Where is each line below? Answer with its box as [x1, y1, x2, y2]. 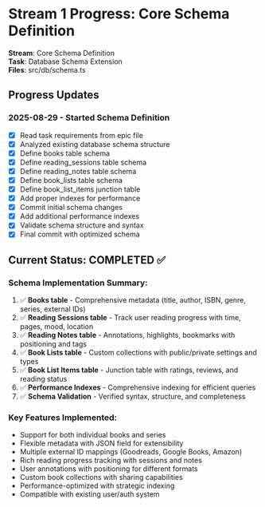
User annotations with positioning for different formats [19, 464, 198, 473]
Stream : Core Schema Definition [8, 48, 115, 57]
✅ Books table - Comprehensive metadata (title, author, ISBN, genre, [19, 295, 247, 305]
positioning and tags [19, 339, 88, 349]
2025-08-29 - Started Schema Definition [8, 113, 170, 124]
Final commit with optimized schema [19, 229, 141, 240]
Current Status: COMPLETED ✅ [8, 253, 166, 267]
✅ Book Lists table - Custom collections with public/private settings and [19, 348, 257, 358]
